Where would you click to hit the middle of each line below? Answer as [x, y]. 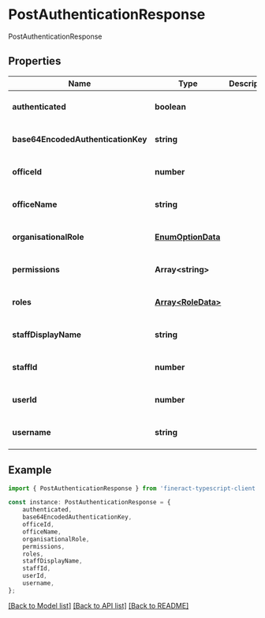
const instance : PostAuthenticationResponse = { [90, 503]
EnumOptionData [188, 237]
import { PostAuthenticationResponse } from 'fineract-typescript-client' [134, 488]
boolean [171, 107]
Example [30, 470]
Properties [35, 61]
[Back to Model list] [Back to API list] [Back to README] [99, 605]
